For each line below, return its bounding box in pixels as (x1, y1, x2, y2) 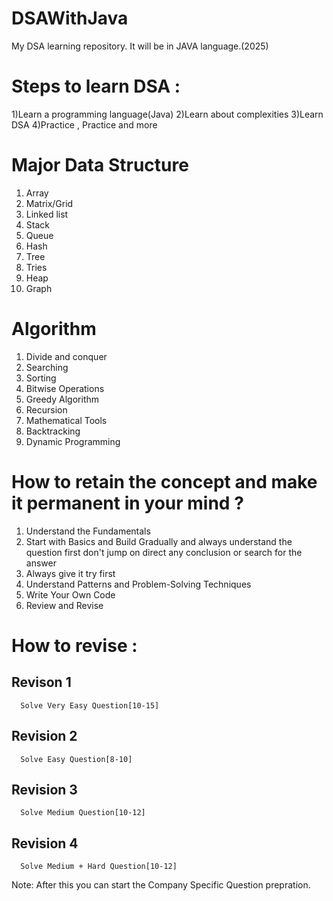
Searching (25, 361, 69, 373)
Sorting (25, 372, 57, 384)
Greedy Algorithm (25, 393, 100, 405)
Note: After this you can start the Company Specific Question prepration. (11, 879, 311, 891)
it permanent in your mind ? (11, 492, 244, 514)
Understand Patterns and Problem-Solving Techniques (25, 578, 252, 590)
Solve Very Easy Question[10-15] (20, 700, 160, 711)
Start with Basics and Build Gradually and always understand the (25, 535, 293, 547)
